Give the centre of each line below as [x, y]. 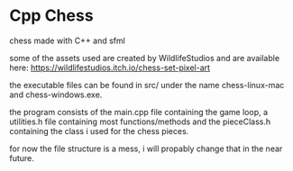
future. [22, 157]
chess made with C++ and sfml [68, 40]
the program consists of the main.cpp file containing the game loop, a [139, 112]
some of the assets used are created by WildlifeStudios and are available [145, 58]
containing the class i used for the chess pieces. [99, 130]
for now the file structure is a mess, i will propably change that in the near [146, 148]
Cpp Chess [51, 16]
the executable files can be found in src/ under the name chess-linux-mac [147, 85]
